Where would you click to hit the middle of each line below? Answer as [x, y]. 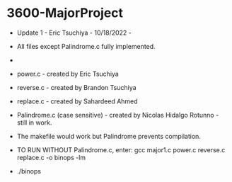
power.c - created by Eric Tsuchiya [68, 74]
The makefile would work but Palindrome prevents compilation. [109, 136]
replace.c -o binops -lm [51, 157]
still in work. [34, 123]
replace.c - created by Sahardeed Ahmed [77, 101]
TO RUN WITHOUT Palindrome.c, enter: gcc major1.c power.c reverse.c [121, 149]
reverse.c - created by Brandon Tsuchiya [76, 87]
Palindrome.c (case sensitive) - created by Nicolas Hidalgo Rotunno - [118, 115]
